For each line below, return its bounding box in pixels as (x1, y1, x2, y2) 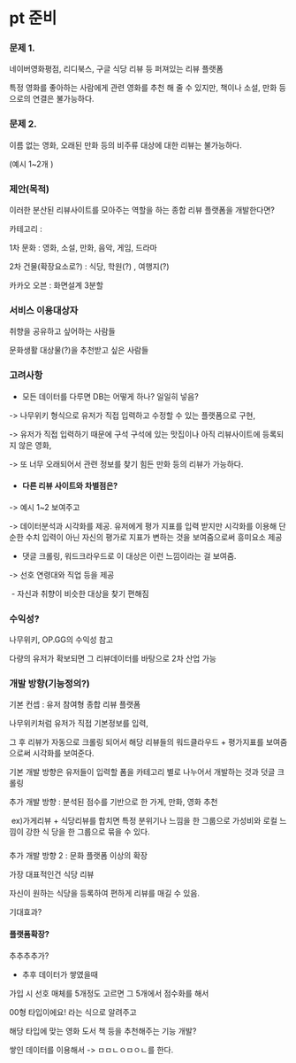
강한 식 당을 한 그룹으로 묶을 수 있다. (25, 826, 150, 837)
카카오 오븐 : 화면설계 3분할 (9, 280, 104, 291)
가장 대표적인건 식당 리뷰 (9, 869, 95, 880)
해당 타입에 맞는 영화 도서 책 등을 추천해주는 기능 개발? (9, 1025, 197, 1036)
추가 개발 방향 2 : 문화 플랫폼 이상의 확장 (9, 850, 148, 861)
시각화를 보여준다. (32, 748, 95, 758)
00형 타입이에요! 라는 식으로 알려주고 (9, 1006, 137, 1017)
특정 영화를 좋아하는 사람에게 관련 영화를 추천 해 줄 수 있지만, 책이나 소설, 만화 (9, 82, 277, 93)
